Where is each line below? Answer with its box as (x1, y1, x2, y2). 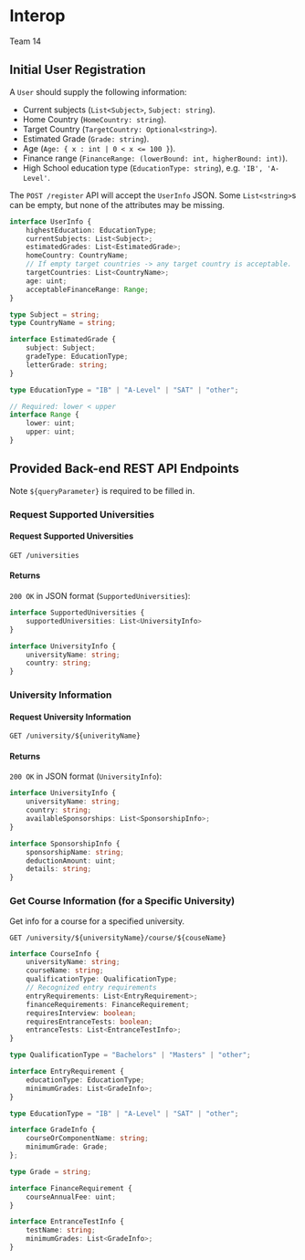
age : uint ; (26, 276, 68, 286)
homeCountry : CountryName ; (26, 251, 129, 260)
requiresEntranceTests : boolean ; (26, 1017, 153, 1026)
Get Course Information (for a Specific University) (9, 895, 236, 908)
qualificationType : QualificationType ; (26, 974, 178, 984)
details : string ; (26, 865, 92, 874)
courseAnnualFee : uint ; (26, 1192, 117, 1202)
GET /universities (9, 551, 79, 560)
